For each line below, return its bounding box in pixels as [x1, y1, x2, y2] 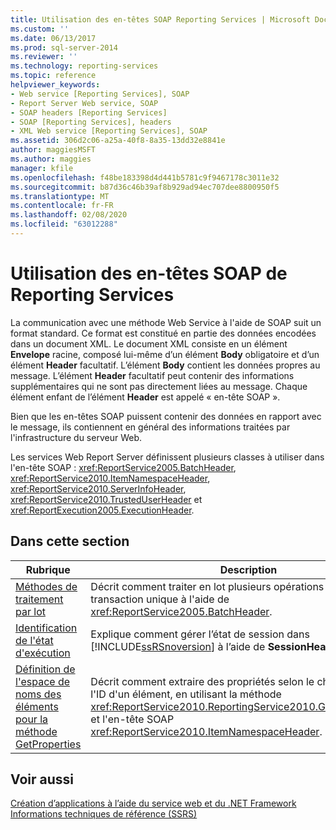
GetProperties [15, 737, 82, 751]
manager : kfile [10, 163, 74, 173]
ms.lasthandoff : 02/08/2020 [10, 210, 128, 220]
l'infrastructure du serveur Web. [10, 431, 142, 443]
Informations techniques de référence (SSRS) [10, 808, 198, 820]
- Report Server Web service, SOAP [10, 98, 159, 108]
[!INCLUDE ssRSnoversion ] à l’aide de [90, 639, 266, 653]
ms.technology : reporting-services [10, 61, 159, 71]
